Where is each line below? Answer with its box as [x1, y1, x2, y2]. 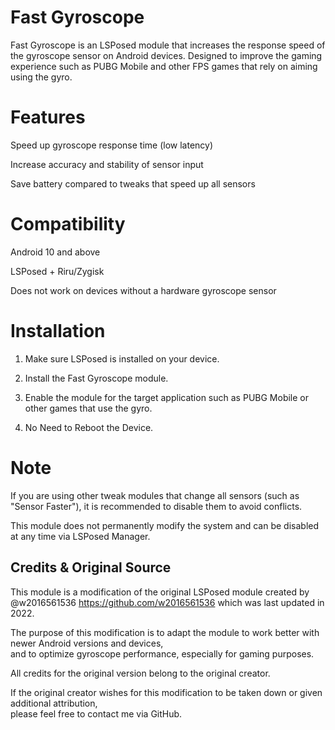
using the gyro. [10, 71, 73, 83]
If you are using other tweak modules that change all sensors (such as [10, 489, 300, 501]
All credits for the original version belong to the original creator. [10, 667, 271, 679]
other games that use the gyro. [24, 402, 153, 414]
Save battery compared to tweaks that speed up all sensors [10, 177, 256, 190]
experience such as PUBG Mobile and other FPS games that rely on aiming [10, 60, 318, 72]
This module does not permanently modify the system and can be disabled [10, 519, 320, 531]
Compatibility [10, 213, 126, 236]
